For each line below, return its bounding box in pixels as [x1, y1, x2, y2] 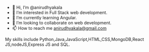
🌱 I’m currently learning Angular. [12, 15, 77, 20]
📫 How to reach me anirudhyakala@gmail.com [12, 26, 107, 31]
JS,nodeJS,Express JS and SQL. [5, 41, 71, 47]
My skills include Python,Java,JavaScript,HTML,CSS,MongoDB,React [5, 37, 145, 42]
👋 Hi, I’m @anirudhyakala [12, 5, 62, 10]
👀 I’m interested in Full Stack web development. [12, 10, 108, 15]
